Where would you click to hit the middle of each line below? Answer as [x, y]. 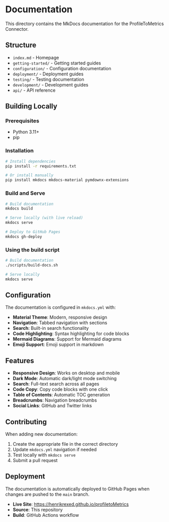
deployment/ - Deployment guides [48, 74]
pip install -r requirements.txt [41, 166]
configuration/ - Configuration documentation [62, 68]
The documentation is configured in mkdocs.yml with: [61, 307]
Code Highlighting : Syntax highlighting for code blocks [71, 333]
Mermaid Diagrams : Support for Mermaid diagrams [67, 339]
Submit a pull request [35, 461]
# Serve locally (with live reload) [44, 218]
